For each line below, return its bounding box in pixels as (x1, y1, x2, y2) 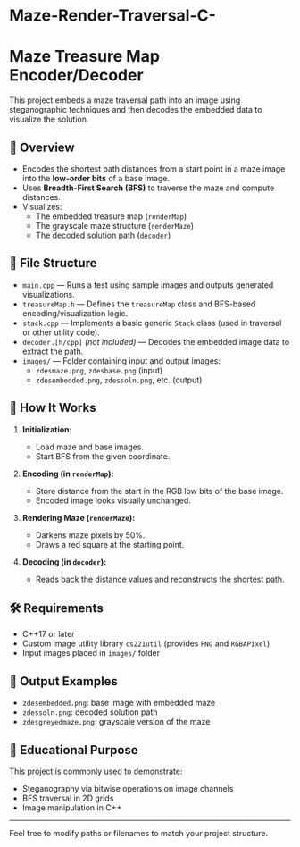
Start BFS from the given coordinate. (35, 450, 171, 461)
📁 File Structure (9, 256, 97, 271)
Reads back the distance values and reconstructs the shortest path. (35, 574, 285, 584)
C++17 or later (21, 629, 75, 640)
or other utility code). (21, 327, 100, 338)
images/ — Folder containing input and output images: (21, 355, 221, 366)
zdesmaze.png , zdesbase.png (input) (35, 365, 163, 375)
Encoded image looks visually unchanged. (35, 495, 192, 506)
